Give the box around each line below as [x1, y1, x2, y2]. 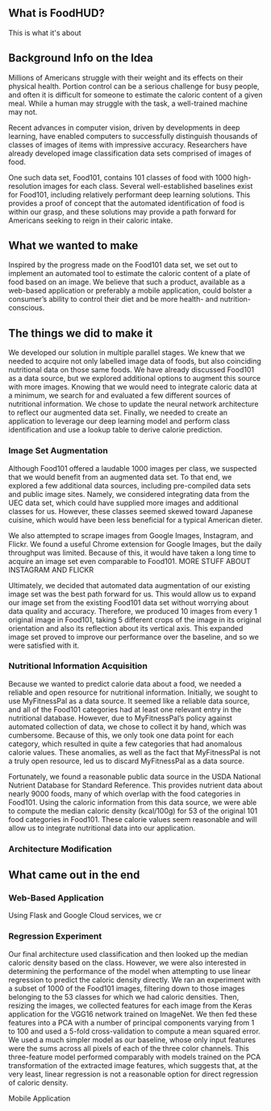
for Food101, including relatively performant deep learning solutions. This [8, 190, 251, 199]
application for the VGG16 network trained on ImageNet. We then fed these [8, 1009, 257, 1019]
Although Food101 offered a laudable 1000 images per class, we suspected [8, 463, 257, 473]
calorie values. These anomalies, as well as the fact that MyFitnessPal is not [8, 747, 261, 757]
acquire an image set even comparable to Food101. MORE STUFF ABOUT [8, 556, 252, 566]
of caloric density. [8, 1077, 69, 1088]
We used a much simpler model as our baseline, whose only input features [8, 1034, 256, 1044]
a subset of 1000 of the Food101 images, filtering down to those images [8, 984, 245, 993]
